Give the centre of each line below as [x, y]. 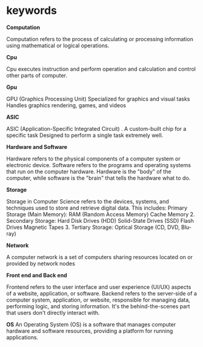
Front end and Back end [37, 275]
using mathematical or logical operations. [58, 45]
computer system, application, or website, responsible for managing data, [98, 300]
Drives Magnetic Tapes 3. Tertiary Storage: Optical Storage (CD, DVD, [93, 227]
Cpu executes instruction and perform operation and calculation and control [101, 69]
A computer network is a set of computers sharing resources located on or [99, 257]
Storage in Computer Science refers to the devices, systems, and [88, 201]
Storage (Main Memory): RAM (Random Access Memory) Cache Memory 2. [101, 214]
